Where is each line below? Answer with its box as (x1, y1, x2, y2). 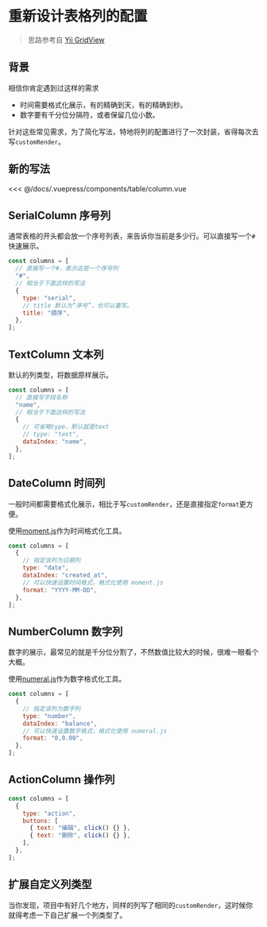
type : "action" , (22, 809, 77, 817)
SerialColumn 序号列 (8, 208, 111, 222)
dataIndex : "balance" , (22, 720, 98, 728)
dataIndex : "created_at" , (22, 571, 109, 579)
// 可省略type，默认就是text (22, 423, 110, 431)
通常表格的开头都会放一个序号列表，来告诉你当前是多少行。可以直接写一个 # (8, 231, 256, 241)
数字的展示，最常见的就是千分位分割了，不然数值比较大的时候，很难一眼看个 (8, 647, 259, 657)
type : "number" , (22, 712, 77, 720)
